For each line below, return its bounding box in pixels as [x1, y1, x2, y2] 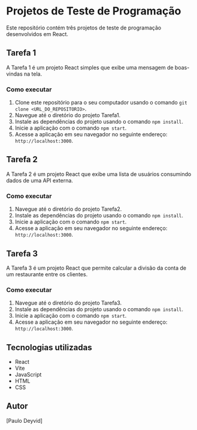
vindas [6, 70, 23, 77]
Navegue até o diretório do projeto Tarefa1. [14, 112, 121, 119]
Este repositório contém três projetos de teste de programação [6, 24, 162, 31]
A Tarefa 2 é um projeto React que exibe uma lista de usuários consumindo [6, 170, 192, 178]
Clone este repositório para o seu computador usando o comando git [14, 99, 187, 106]
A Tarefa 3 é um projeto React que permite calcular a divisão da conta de [6, 264, 187, 271]
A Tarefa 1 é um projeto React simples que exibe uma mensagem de [6, 64, 174, 71]
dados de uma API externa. [6, 177, 74, 184]
